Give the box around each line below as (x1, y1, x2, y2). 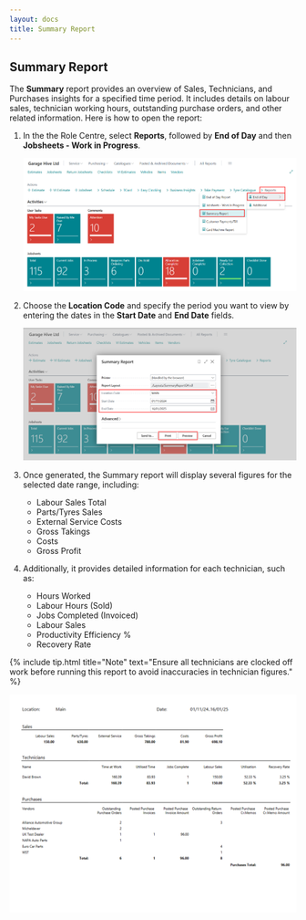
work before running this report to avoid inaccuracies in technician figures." (9, 666, 293, 677)
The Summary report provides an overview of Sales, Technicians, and (9, 83, 273, 95)
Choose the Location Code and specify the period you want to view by (22, 299, 290, 310)
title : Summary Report (9, 24, 96, 34)
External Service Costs (36, 516, 123, 527)
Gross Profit (36, 545, 82, 556)
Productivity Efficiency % (36, 629, 132, 640)
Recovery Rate (36, 639, 92, 650)
